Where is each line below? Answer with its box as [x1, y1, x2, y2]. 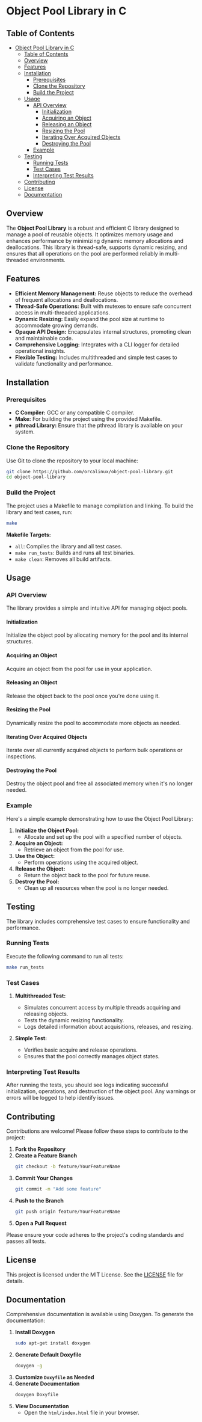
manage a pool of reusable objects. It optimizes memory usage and [6, 230, 173, 238]
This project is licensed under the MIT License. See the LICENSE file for [6, 1270, 184, 1278]
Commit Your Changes [14, 1174, 73, 1181]
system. [14, 428, 35, 435]
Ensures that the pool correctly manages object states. [23, 1053, 160, 1060]
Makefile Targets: [6, 531, 51, 538]
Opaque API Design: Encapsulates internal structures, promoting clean [14, 328, 191, 335]
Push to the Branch [14, 1197, 64, 1204]
